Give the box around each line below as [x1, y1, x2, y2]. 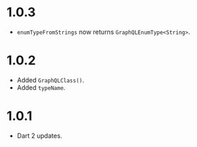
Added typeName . [16, 83, 66, 92]
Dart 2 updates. [16, 131, 63, 140]
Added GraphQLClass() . [16, 76, 85, 84]
